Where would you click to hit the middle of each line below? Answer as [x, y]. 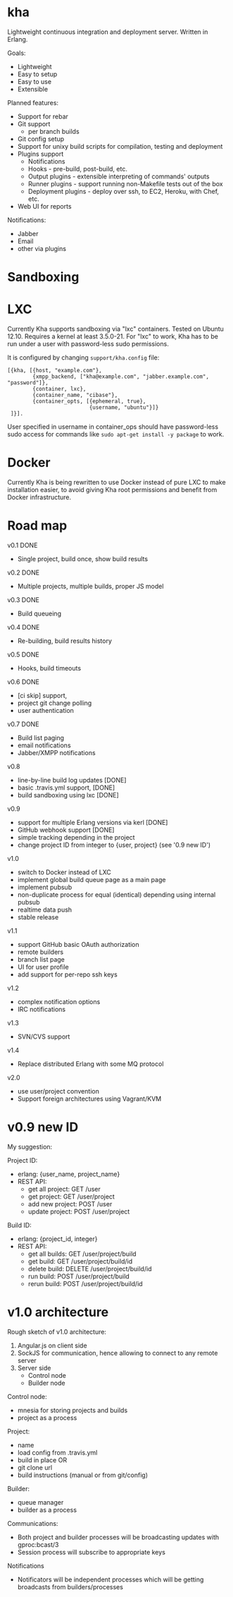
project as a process [47, 1417]
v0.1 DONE [23, 545]
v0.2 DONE [24, 573]
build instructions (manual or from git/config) [82, 1475]
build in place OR [42, 1460]
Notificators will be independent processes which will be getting [111, 1579]
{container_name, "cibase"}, [75, 396]
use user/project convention [58, 1091]
